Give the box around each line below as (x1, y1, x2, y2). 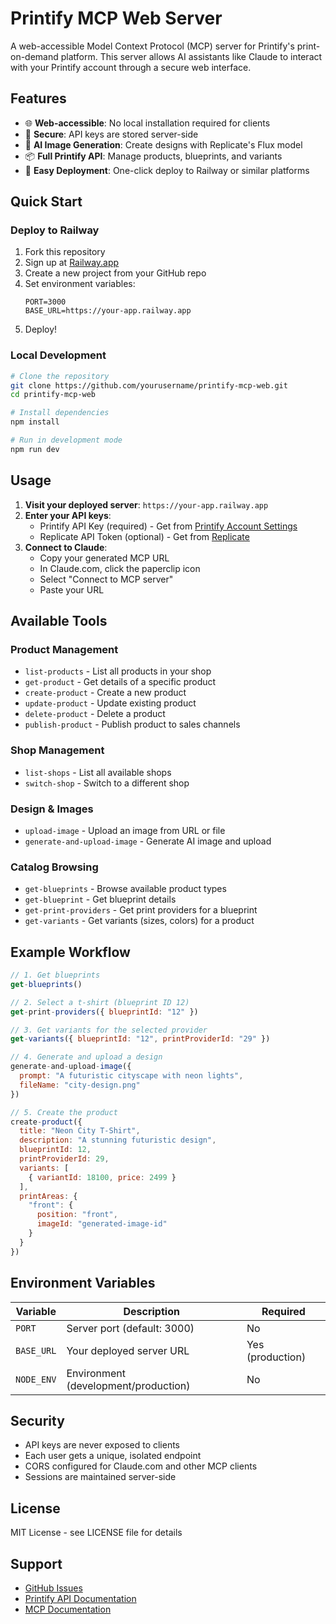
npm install (10, 417, 60, 427)
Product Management (10, 642, 119, 656)
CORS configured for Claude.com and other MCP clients (24, 1460, 258, 1472)
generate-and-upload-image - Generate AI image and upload (24, 835, 272, 847)
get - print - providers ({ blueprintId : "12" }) (10, 1007, 199, 1017)
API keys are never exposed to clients (24, 1439, 181, 1451)
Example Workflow (10, 943, 131, 961)
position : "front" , (36, 1210, 118, 1220)
